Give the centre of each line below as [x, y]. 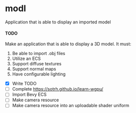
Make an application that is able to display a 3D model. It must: [68, 44]
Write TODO [24, 84]
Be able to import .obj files [39, 54]
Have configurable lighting [39, 74]
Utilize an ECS [26, 58]
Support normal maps [34, 69]
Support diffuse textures [37, 64]
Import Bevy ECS [29, 94]
